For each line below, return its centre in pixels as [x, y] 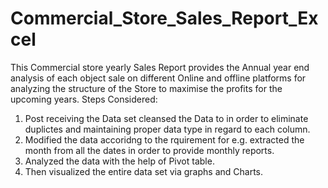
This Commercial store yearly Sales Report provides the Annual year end [160, 67]
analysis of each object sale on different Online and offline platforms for [158, 78]
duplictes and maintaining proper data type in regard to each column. [167, 129]
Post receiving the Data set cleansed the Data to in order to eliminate [166, 118]
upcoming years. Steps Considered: [84, 99]
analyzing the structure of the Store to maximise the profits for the [146, 88]
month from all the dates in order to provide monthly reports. [149, 150]
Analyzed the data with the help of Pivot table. [119, 161]
